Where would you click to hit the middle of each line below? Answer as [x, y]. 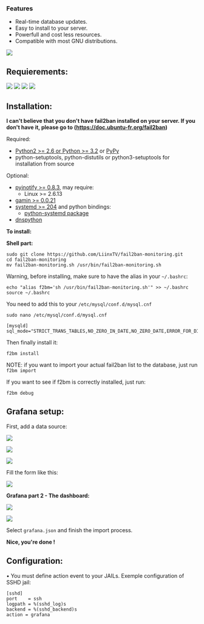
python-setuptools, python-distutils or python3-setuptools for [92, 157]
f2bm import [21, 370]
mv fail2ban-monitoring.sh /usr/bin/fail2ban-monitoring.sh [84, 265]
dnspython [29, 220]
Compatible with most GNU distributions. [66, 41]
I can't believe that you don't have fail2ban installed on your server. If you [101, 120]
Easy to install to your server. [51, 28]
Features [20, 9]
